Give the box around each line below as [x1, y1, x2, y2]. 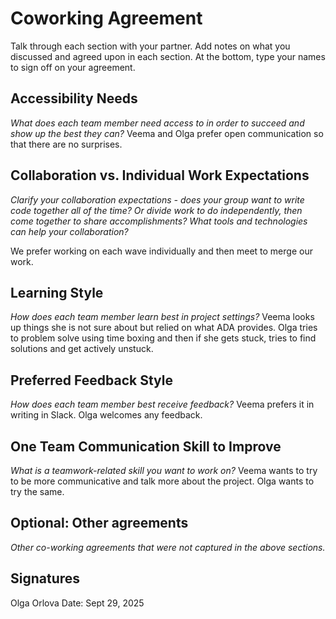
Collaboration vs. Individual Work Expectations [10, 167, 310, 184]
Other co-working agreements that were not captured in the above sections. [10, 541, 326, 553]
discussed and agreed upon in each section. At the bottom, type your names [10, 50, 326, 62]
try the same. [10, 486, 65, 497]
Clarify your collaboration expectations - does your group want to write [10, 193, 305, 206]
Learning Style [10, 284, 104, 301]
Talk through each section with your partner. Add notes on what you [10, 40, 291, 52]
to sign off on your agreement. [10, 61, 136, 73]
